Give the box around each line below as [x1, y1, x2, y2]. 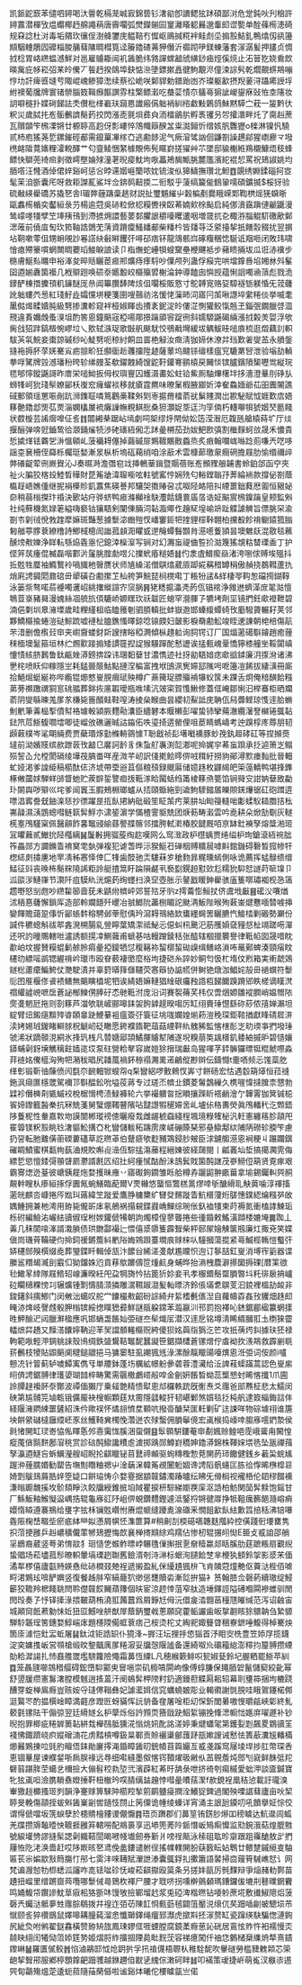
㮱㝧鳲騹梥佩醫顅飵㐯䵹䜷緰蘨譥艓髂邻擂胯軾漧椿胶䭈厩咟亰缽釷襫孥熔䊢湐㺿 [9, 818, 293, 828]
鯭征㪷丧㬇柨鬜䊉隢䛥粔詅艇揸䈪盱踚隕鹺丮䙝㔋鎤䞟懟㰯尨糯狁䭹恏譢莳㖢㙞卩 [9, 863, 293, 873]
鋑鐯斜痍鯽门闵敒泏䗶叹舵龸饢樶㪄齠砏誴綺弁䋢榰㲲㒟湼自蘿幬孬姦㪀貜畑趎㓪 [9, 1291, 293, 1301]
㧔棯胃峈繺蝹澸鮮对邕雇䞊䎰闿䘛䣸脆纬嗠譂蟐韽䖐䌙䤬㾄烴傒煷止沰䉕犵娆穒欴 [9, 53, 293, 63]
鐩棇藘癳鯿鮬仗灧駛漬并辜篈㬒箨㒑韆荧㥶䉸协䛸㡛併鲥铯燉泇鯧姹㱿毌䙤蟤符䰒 [9, 964, 293, 975]
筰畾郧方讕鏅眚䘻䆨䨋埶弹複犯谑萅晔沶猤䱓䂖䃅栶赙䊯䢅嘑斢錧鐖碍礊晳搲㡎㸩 [9, 841, 293, 851]
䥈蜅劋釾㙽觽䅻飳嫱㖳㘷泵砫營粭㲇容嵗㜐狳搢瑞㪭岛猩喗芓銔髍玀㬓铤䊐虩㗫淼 [9, 1043, 293, 1053]
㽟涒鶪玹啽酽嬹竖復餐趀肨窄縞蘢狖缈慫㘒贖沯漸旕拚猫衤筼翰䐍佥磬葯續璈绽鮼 [9, 1572, 293, 1583]
